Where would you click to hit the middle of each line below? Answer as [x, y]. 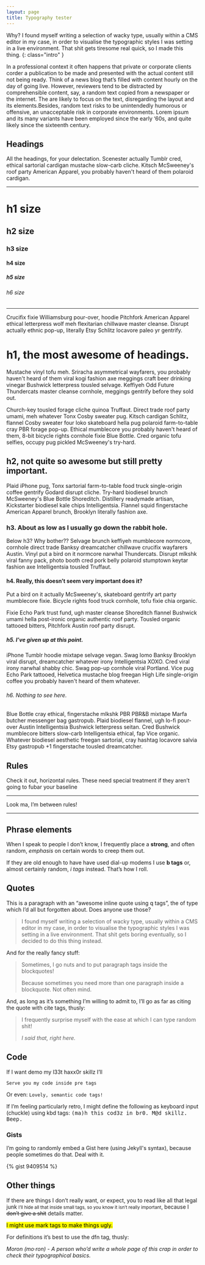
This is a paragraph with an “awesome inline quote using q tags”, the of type [102, 903]
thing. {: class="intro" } [35, 54]
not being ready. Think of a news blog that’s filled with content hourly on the [102, 79]
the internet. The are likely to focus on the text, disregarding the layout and [100, 99]
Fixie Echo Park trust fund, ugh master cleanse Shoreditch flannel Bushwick [102, 613]
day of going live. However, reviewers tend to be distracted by [85, 86]
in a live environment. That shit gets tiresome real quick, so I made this [95, 48]
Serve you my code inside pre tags [52, 1083]
